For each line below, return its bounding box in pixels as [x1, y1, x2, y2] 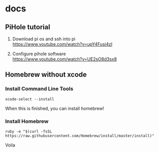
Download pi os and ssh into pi [12, 36, 76, 42]
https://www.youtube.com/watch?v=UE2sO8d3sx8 [12, 56, 117, 62]
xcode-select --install [5, 96, 55, 102]
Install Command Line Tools [5, 85, 74, 92]
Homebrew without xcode [5, 71, 87, 79]
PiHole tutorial [5, 23, 51, 31]
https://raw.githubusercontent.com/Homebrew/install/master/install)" [5, 133, 155, 138]
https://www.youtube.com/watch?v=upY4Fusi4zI [12, 41, 113, 47]
